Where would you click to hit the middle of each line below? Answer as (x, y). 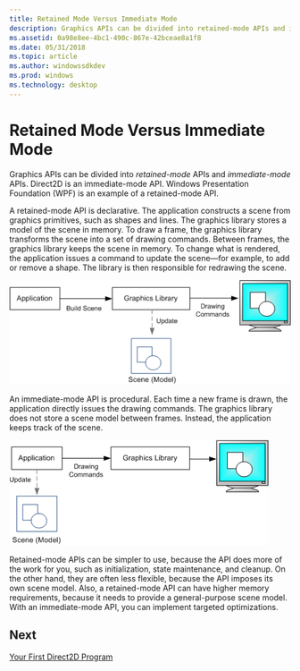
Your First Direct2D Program (61, 657)
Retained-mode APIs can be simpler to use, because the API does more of (146, 559)
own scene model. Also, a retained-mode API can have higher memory (139, 588)
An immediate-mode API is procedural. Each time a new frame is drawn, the (149, 399)
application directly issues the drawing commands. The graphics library (141, 408)
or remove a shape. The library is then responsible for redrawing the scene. (148, 268)
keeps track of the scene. (56, 427)
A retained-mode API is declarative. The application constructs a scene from (150, 210)
